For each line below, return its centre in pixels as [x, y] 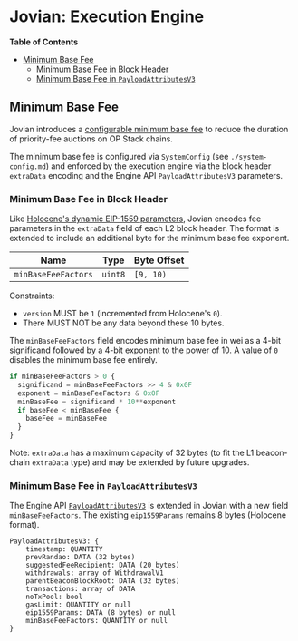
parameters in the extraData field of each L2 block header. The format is [144, 228]
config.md [28, 166]
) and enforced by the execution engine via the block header [159, 166]
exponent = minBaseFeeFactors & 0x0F [89, 393]
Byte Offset [159, 260]
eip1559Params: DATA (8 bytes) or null [101, 613]
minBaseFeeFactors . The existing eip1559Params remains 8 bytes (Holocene [148, 515]
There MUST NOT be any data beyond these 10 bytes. [123, 323]
